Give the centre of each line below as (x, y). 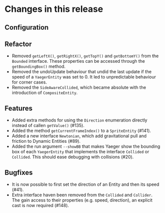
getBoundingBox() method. (39, 66)
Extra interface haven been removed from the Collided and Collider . (82, 195)
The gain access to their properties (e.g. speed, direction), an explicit (82, 200)
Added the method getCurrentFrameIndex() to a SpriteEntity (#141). (81, 131)
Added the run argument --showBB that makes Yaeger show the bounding (86, 146)
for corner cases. (29, 82)
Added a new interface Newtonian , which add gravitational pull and (79, 136)
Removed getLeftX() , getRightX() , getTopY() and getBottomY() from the (85, 56)
